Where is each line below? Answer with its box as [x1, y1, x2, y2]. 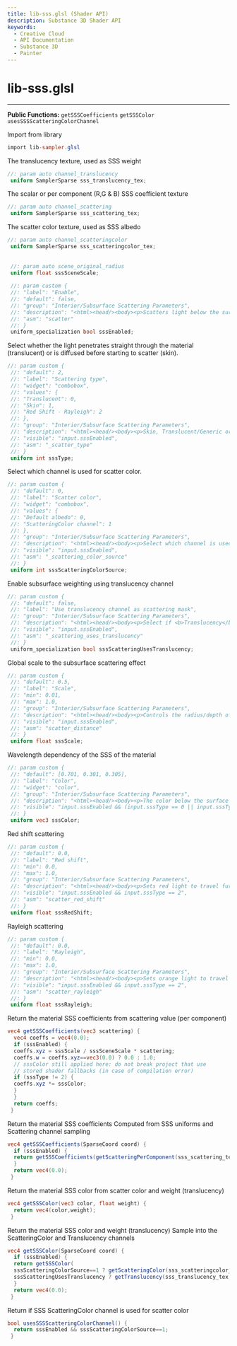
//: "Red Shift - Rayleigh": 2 [10, 408, 102, 416]
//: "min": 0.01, [10, 692, 61, 699]
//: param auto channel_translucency [7, 170, 119, 178]
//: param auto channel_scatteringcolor [7, 236, 128, 244]
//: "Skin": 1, [10, 402, 55, 409]
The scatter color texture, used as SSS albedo [7, 223, 141, 231]
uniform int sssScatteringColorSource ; [10, 567, 128, 574]
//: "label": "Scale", [10, 685, 78, 692]
